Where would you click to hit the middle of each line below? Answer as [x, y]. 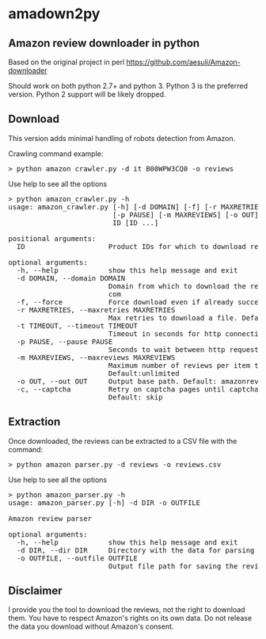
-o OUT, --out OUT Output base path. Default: [117, 381]
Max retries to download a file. [173, 318]
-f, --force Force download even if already [125, 302]
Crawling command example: [56, 153]
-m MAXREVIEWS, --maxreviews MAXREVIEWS [96, 357]
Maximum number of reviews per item [179, 365]
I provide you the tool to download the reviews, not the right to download [127, 610]
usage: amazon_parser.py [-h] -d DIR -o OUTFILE [104, 503]
